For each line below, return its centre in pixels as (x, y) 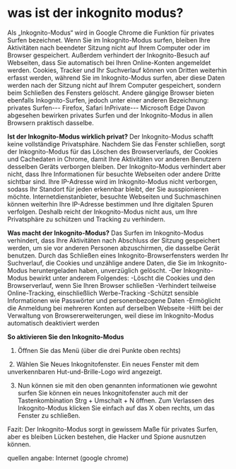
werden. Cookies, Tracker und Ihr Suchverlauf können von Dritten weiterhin (117, 70)
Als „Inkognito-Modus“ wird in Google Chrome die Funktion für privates (111, 33)
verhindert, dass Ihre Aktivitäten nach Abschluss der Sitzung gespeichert (114, 240)
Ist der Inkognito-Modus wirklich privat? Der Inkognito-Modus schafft (110, 137)
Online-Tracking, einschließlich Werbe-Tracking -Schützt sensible (103, 293)
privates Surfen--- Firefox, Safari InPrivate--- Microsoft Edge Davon (106, 108)
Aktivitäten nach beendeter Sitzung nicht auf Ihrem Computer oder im (109, 47)
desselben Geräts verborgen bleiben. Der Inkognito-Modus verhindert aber (117, 166)
